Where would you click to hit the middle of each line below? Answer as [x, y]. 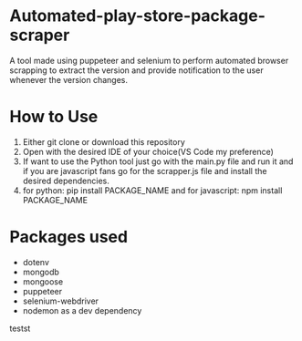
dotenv [36, 262]
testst [20, 328]
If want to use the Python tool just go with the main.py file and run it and [158, 161]
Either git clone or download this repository [104, 141]
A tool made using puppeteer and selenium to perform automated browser [149, 60]
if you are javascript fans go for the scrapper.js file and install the [145, 170]
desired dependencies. [66, 181]
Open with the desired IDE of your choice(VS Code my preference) [148, 151]
